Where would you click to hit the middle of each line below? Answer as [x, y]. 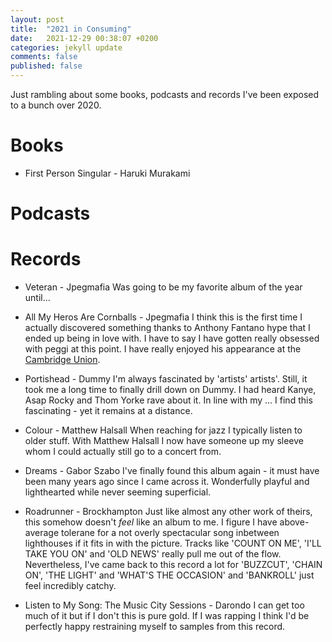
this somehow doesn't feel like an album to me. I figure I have [151, 522]
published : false [46, 66]
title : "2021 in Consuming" [71, 29]
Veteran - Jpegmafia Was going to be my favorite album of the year [163, 287]
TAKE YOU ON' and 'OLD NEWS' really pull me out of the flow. [153, 554]
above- [294, 522]
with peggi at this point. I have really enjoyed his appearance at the [163, 349]
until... [37, 298]
